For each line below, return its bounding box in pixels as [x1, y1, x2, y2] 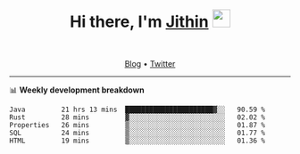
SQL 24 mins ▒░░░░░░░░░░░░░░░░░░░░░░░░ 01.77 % [9, 128, 266, 137]
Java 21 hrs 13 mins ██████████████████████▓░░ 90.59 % [9, 105, 266, 114]
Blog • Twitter [124, 58, 176, 69]
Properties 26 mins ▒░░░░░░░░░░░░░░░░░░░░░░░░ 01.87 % [9, 120, 266, 129]
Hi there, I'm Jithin [70, 12, 209, 32]
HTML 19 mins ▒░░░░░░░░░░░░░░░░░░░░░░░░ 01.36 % [9, 136, 266, 145]
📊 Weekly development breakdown [9, 85, 145, 95]
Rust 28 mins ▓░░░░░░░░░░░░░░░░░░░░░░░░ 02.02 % [9, 112, 266, 122]
